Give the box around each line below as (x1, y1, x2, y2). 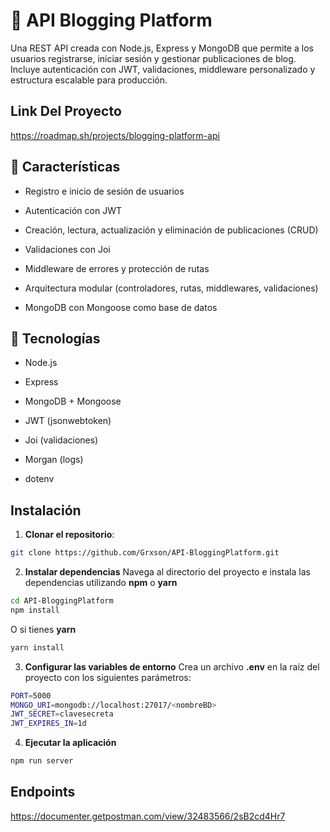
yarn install (10, 642, 65, 653)
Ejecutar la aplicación (24, 737, 117, 749)
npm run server (10, 756, 74, 766)
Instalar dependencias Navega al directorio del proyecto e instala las (24, 566, 311, 578)
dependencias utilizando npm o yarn (24, 577, 178, 589)
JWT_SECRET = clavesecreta (10, 709, 114, 719)
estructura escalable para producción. (10, 74, 168, 86)
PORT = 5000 (10, 690, 52, 701)
